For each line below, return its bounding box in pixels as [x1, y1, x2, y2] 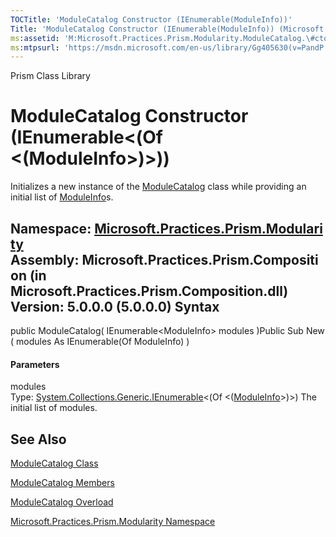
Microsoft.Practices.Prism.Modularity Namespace [10, 516, 216, 528]
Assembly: [10, 251, 80, 268]
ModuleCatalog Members [10, 477, 115, 489]
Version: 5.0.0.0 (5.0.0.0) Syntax [10, 298, 220, 315]
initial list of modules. [10, 402, 98, 414]
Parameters [10, 358, 60, 370]
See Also [10, 431, 67, 448]
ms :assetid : [10, 33, 60, 43]
